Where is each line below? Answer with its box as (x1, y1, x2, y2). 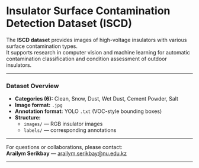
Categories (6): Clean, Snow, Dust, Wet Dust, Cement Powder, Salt (14, 95, 179, 102)
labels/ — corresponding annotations (23, 127, 117, 134)
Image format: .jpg (14, 102, 63, 109)
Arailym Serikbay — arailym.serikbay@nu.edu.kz (6, 150, 127, 157)
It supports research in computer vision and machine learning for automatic (6, 49, 191, 56)
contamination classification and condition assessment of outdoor (6, 55, 167, 62)
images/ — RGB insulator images (23, 120, 103, 128)
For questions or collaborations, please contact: (6, 144, 123, 151)
